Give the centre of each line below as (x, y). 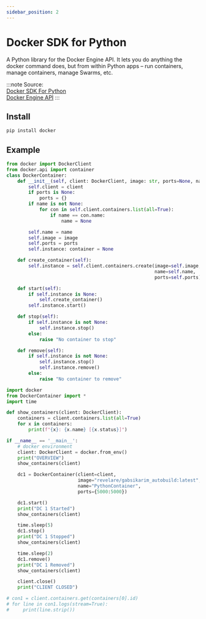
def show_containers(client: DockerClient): (64, 413)
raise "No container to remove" (80, 379)
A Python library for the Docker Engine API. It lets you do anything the (94, 60)
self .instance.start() (57, 306)
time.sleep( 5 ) (35, 525)
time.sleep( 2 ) (35, 553)
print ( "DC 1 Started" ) (46, 509)
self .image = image (53, 238)
